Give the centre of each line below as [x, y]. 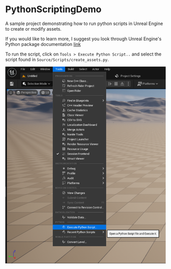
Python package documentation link [43, 44]
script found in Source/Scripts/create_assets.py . [57, 59]
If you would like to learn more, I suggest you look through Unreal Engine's [83, 39]
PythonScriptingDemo [53, 9]
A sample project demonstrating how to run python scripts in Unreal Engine [84, 23]
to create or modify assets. [34, 29]
